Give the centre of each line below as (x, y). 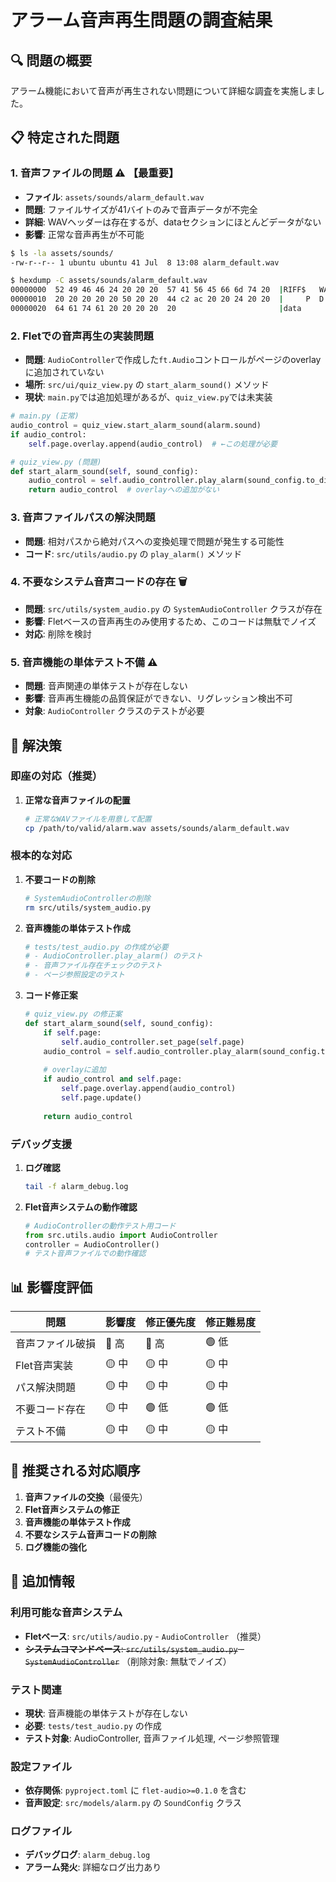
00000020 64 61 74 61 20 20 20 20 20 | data (156, 309)
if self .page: (72, 1032)
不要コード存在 (51, 1409)
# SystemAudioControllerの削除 (88, 898)
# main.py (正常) (45, 416)
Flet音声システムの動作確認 (81, 1207)
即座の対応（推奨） (56, 776)
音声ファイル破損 (56, 1343)
